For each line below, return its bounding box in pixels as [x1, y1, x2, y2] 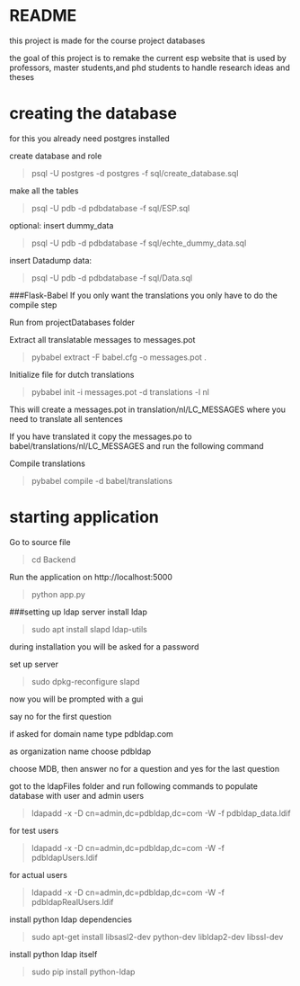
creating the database [9, 103, 178, 124]
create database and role [9, 150, 102, 161]
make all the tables [9, 185, 79, 196]
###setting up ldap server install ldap [9, 606, 148, 617]
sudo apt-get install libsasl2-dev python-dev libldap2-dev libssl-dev [31, 931, 284, 942]
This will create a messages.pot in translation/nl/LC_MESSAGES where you [9, 404, 286, 415]
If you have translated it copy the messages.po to [9, 431, 192, 442]
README [9, 5, 77, 26]
